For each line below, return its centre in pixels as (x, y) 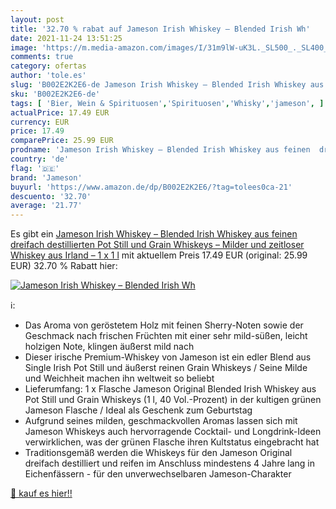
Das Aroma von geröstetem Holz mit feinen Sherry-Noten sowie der (164, 325)
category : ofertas (48, 66)
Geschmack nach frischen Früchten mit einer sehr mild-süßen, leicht (166, 336)
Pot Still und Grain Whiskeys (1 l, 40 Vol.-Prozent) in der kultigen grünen (173, 400)
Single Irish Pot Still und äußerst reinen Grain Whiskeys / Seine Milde (166, 368)
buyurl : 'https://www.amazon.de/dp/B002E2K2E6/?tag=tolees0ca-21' (151, 187)
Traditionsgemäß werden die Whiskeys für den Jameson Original (158, 453)
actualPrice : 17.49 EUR (60, 112)
